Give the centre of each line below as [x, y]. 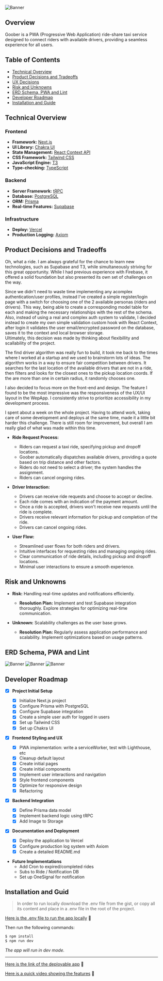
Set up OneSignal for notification [52, 877]
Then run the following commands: [40, 928]
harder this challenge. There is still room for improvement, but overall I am [79, 423]
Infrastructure [22, 219]
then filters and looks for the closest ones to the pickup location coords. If [79, 373]
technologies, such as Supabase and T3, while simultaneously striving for [79, 267]
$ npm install [19, 936]
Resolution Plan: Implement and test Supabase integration [78, 603]
